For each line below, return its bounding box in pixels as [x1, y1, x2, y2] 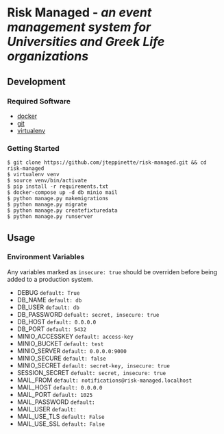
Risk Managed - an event [7, 5, 152, 21]
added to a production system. [7, 275, 94, 283]
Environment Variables [7, 252, 85, 262]
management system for [7, 19, 151, 35]
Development [7, 75, 66, 87]
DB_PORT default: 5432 [16, 324, 87, 333]
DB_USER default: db [16, 303, 80, 311]
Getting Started [7, 143, 60, 153]
